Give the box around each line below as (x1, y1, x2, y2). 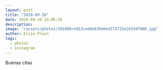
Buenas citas (5, 59, 33, 65)
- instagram (10, 45, 36, 51)
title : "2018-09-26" (5, 12, 49, 17)
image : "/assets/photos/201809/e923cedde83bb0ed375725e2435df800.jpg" (5, 27, 158, 32)
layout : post (5, 7, 33, 13)
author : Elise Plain (5, 31, 49, 36)
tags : (5, 36, 17, 41)
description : (5, 21, 33, 27)
